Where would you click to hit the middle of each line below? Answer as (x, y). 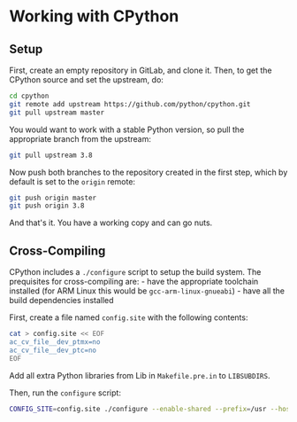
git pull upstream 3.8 (51, 155)
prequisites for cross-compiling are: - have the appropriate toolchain (134, 282)
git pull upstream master (57, 113)
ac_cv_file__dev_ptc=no (53, 350)
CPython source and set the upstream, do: (86, 80)
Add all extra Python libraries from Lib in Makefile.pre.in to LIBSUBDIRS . (140, 375)
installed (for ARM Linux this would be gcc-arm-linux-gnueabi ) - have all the (147, 291)
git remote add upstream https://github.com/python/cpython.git (130, 104)
